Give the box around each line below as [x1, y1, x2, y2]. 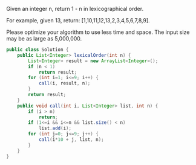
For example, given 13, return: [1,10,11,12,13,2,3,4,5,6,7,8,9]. [6, 17, 150, 24]
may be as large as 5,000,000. [6, 35, 82, 42]
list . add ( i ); [38, 125, 71, 132]
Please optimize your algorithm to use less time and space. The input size [6, 28, 190, 36]
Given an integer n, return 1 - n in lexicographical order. [6, 5, 144, 12]
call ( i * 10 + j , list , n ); [38, 137, 104, 143]
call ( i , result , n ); [38, 80, 91, 86]
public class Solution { [6, 47, 69, 53]
